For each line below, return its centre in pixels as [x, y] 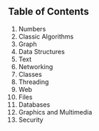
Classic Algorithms [46, 36]
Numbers [32, 28]
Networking [36, 66]
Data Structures [41, 51]
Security [31, 120]
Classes [30, 74]
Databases [34, 104]
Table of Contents [49, 12]
